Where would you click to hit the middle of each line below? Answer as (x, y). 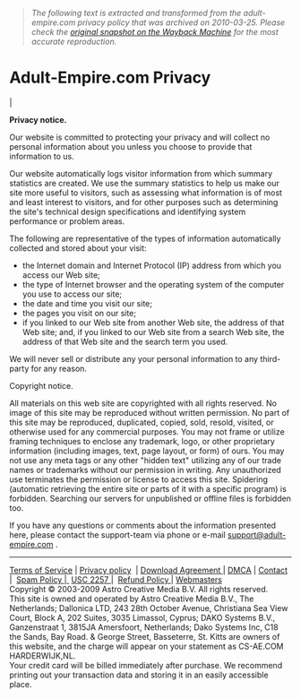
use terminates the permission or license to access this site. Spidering (139, 479)
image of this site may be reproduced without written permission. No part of (150, 412)
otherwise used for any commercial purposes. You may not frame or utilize (147, 431)
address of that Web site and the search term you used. (125, 341)
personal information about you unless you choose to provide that (131, 146)
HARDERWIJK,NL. (43, 655)
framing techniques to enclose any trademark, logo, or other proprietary (142, 441)
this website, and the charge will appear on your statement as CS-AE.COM (146, 646)
